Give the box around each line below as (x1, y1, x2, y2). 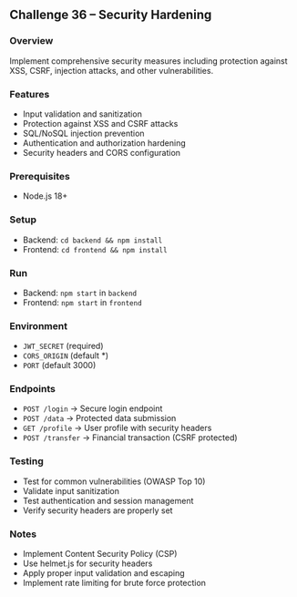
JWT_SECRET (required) (22, 341, 104, 352)
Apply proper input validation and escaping (22, 568, 185, 579)
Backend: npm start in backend (22, 287, 138, 298)
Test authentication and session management (22, 495, 194, 506)
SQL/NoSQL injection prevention (22, 128, 145, 139)
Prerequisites (9, 170, 70, 182)
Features (9, 87, 50, 100)
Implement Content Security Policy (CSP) (22, 549, 178, 560)
